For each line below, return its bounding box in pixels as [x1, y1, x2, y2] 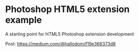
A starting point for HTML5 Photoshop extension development [5, 31, 134, 37]
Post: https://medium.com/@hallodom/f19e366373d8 [5, 40, 116, 46]
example [5, 14, 42, 26]
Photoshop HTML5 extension [5, 4, 130, 15]
